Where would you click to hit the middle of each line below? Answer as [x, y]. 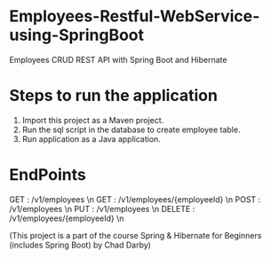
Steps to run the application [113, 96]
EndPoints [48, 175]
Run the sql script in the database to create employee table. [131, 129]
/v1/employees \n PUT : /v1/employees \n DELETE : [102, 208]
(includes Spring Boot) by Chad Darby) [80, 245]
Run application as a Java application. [92, 138]
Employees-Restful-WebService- [135, 16]
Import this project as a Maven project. [93, 120]
